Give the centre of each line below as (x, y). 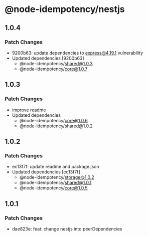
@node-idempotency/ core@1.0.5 (54, 188)
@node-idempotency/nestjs (65, 9)
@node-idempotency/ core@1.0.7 (53, 69)
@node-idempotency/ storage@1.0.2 (57, 177)
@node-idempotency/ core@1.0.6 (54, 120)
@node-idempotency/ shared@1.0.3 (56, 63)
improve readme (29, 110)
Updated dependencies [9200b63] (48, 58)
